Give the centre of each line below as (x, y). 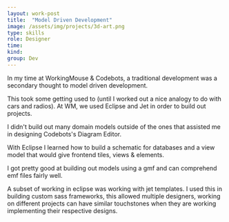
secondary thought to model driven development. (78, 85)
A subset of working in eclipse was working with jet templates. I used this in (115, 189)
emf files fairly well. (35, 175)
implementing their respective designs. (62, 210)
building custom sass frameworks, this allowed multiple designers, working (114, 196)
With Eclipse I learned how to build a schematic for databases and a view (111, 147)
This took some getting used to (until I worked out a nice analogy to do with (114, 99)
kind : (15, 52)
